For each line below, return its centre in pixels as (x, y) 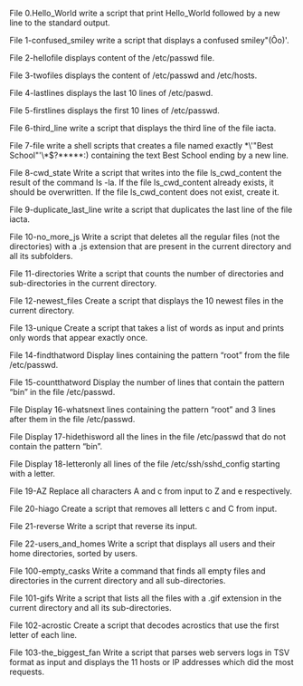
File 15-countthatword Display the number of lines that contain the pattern (147, 382)
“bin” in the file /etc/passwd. (62, 392)
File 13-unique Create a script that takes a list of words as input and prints (147, 328)
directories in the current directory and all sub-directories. (118, 580)
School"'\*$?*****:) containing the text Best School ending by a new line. (149, 155)
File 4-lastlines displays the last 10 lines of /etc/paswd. (111, 93)
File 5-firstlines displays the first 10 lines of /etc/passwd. (114, 111)
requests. (27, 672)
